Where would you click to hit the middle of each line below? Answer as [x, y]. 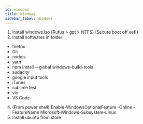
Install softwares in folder [37, 37]
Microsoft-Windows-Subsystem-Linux [78, 112]
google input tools [30, 77]
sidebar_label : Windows [29, 18]
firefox [19, 47]
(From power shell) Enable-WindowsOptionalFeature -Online [72, 107]
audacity [21, 72]
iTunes [19, 83]
